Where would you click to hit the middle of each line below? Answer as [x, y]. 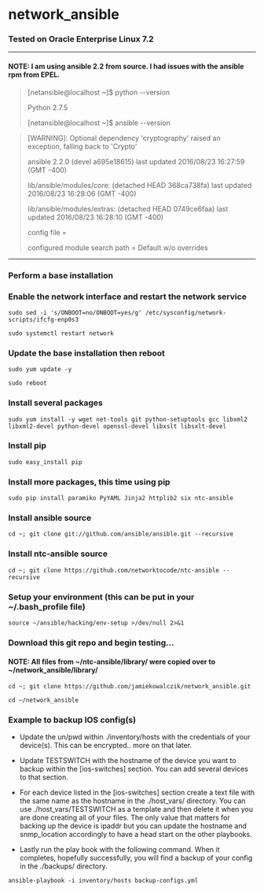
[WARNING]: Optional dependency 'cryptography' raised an [124, 138]
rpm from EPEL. [34, 75]
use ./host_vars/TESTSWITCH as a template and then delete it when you [136, 809]
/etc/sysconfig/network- [185, 312]
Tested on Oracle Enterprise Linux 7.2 [81, 39]
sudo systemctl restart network [61, 333]
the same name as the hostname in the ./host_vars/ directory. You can [132, 801]
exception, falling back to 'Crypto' [82, 146]
